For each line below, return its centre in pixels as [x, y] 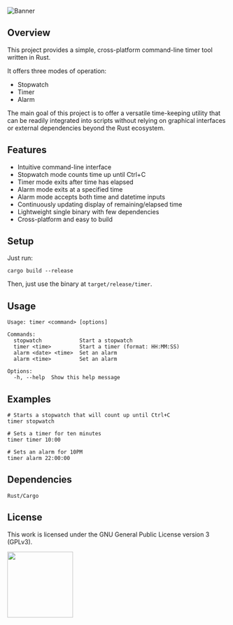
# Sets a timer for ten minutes [54, 434]
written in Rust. [29, 57]
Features [27, 150]
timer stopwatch [31, 421]
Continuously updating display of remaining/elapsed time [100, 204]
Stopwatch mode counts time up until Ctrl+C [82, 174]
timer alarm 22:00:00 [39, 459]
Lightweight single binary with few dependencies [88, 211]
